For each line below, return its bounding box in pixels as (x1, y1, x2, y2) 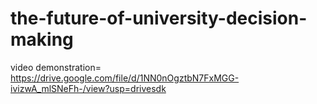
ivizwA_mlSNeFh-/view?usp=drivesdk (10, 82, 167, 94)
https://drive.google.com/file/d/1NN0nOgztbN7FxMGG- (10, 72, 240, 84)
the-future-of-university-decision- (10, 7, 308, 30)
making (10, 28, 74, 51)
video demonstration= (10, 61, 102, 73)
